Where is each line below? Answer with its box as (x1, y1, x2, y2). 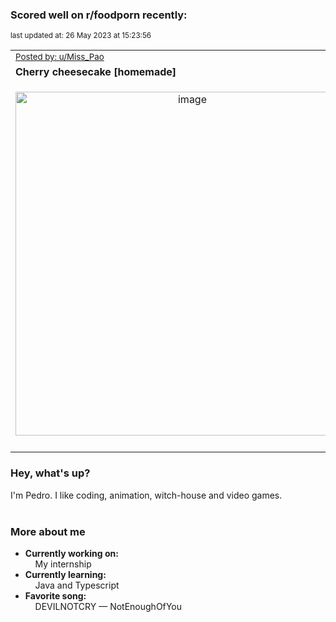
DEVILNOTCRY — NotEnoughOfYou (34, 600, 183, 612)
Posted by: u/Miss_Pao (15, 51, 105, 63)
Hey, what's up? (10, 466, 91, 480)
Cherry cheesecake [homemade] (15, 65, 177, 79)
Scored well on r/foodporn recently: (10, 8, 188, 22)
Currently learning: (24, 568, 107, 580)
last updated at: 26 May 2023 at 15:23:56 (10, 31, 152, 41)
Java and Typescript (34, 579, 120, 591)
